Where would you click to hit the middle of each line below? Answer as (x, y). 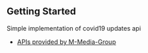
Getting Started (41, 12)
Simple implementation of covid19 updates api (74, 28)
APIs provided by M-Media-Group (66, 42)
